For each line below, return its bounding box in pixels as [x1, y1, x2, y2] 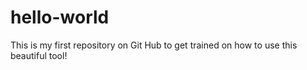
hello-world [10, 6, 110, 29]
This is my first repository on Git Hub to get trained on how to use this [10, 39, 298, 51]
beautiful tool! [10, 49, 68, 61]
